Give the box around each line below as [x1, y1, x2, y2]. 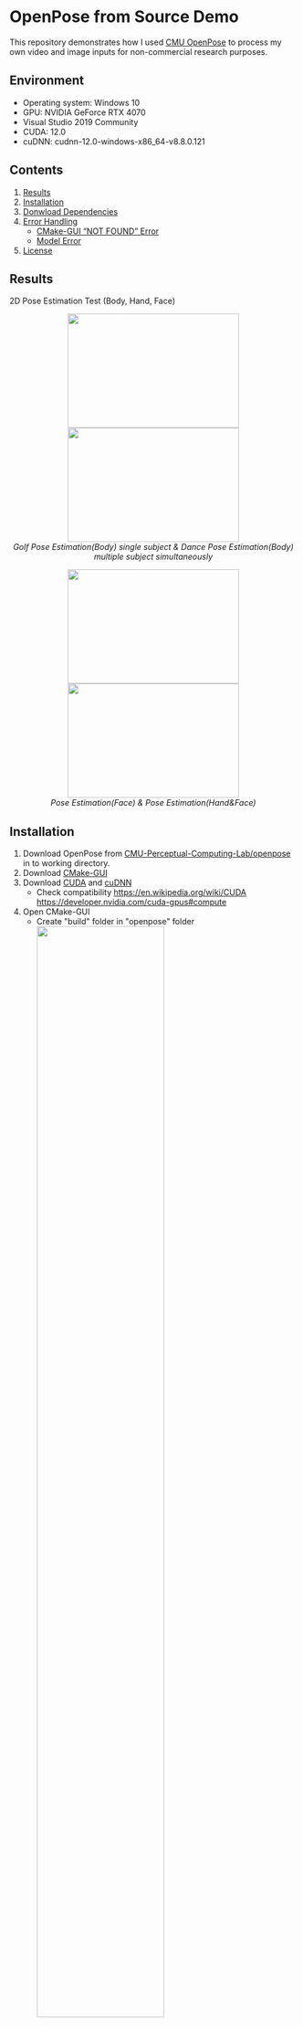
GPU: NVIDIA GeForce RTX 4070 [22, 107, 146, 118]
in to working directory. [22, 858, 110, 869]
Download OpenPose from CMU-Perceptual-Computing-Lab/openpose [22, 848, 291, 860]
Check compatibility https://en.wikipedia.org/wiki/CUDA [36, 887, 246, 898]
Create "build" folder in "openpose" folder [36, 916, 194, 927]
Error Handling [22, 216, 78, 227]
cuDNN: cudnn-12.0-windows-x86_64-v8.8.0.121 [22, 135, 205, 147]
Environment [9, 73, 85, 89]
